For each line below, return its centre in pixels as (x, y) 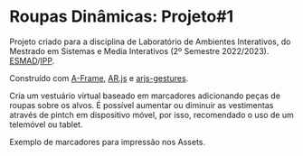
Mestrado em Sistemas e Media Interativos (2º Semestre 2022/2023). (139, 50)
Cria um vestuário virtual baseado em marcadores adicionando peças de (145, 96)
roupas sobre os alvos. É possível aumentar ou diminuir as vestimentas (142, 105)
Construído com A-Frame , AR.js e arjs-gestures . (99, 78)
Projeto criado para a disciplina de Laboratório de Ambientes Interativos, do (150, 41)
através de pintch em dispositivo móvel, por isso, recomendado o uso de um (151, 115)
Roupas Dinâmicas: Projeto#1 (122, 17)
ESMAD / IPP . (32, 60)
